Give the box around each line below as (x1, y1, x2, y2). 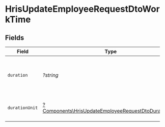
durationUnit (7, 105, 38, 110)
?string (42, 72, 59, 78)
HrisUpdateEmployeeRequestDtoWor (5, 3, 160, 15)
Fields (5, 33, 25, 42)
